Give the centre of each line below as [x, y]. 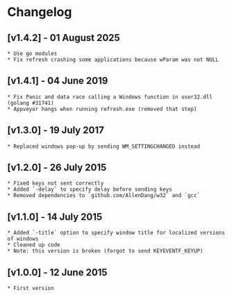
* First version [31, 289]
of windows [23, 239]
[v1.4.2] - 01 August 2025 [64, 38]
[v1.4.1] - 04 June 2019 [58, 81]
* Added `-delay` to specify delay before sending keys [90, 189]
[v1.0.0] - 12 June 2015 [57, 272]
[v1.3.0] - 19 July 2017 [56, 130]
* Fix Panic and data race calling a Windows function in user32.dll [110, 97]
